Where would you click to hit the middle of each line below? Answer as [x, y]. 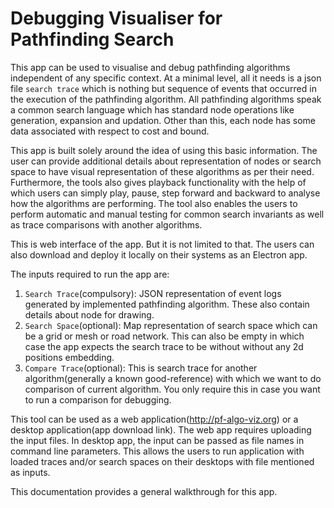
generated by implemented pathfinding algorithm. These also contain [167, 304]
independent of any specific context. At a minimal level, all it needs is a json [166, 78]
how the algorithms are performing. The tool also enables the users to [154, 203]
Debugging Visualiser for [116, 18]
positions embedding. [69, 357]
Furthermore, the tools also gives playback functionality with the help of [158, 182]
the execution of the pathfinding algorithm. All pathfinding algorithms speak [166, 99]
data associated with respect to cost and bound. [110, 131]
